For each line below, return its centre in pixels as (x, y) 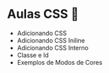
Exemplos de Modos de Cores (60, 62)
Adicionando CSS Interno (53, 48)
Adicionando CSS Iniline (51, 40)
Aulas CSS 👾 (43, 14)
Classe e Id (33, 55)
